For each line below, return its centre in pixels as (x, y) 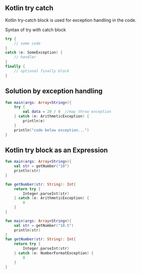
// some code (27, 43)
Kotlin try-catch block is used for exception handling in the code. (71, 20)
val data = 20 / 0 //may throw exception (67, 112)
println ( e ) (34, 121)
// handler (25, 57)
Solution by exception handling (54, 91)
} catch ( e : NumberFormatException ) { (54, 253)
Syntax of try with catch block (35, 30)
